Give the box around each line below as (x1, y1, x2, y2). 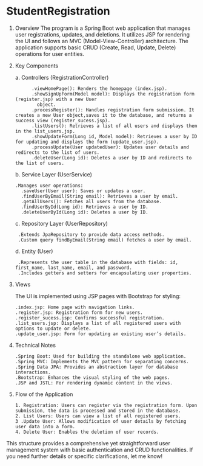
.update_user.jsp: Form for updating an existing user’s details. (15, 330, 187, 337)
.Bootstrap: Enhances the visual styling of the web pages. (15, 374, 170, 381)
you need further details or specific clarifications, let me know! (6, 452, 163, 460)
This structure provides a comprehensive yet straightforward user (6, 439, 171, 447)
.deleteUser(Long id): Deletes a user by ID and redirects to (31, 155, 192, 161)
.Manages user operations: (15, 183, 84, 189)
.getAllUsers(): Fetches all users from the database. (21, 198, 162, 204)
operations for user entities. (15, 50, 85, 57)
